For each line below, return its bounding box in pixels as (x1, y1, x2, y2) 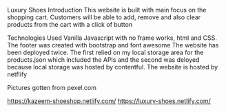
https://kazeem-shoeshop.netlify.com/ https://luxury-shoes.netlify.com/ (7, 97, 212, 105)
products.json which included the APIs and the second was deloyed (7, 56, 200, 64)
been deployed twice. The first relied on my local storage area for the (7, 48, 204, 56)
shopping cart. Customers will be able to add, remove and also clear (7, 13, 201, 21)
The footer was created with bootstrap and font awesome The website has (7, 41, 219, 49)
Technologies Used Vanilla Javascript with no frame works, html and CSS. (7, 34, 217, 42)
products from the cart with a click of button (7, 21, 133, 28)
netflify (7, 70, 28, 78)
